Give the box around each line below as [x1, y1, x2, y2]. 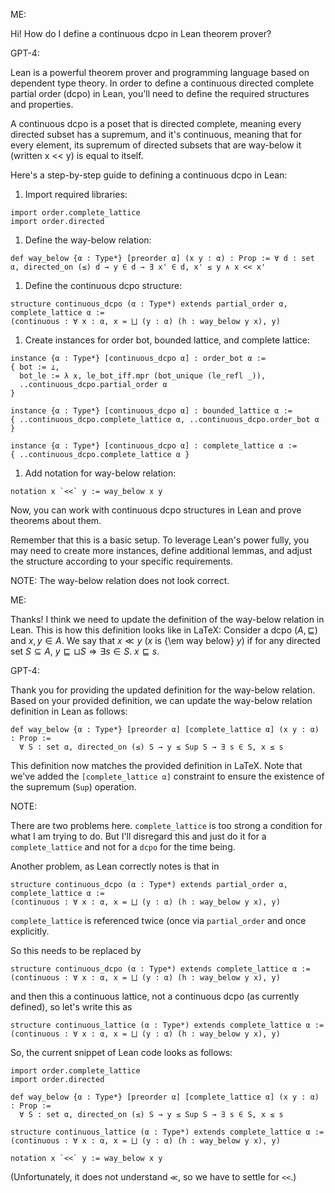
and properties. [10, 99, 74, 110]
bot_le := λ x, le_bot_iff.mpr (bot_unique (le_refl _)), [19, 371, 267, 381]
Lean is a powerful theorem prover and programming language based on [10, 67, 310, 78]
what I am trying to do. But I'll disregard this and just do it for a [10, 830, 267, 842]
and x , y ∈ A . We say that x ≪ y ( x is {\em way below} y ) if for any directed [10, 635, 321, 646]
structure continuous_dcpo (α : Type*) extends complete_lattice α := [10, 964, 311, 974]
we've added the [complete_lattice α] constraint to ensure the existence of [10, 770, 325, 782]
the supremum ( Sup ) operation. [10, 781, 137, 793]
